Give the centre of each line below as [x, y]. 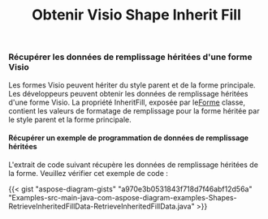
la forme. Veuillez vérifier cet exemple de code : [89, 173]
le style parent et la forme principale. [70, 119]
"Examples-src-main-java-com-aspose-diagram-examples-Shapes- [123, 197]
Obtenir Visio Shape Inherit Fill [136, 15]
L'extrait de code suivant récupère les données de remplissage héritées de [133, 165]
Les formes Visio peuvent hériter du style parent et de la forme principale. [132, 85]
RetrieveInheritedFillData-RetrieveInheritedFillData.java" [102, 206]
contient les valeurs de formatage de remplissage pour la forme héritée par [134, 110]
